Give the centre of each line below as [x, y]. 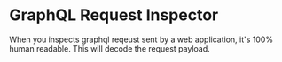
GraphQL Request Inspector [114, 15]
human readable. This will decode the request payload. [110, 48]
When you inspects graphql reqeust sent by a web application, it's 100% [141, 39]
